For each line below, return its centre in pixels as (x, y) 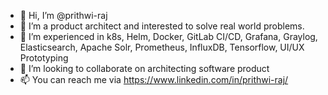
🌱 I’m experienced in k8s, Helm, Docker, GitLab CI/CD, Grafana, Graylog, (168, 36)
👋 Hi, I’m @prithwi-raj (63, 15)
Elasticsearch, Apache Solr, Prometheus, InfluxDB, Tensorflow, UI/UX (162, 47)
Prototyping (44, 58)
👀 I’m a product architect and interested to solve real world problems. (162, 26)
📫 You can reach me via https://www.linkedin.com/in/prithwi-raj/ (154, 79)
